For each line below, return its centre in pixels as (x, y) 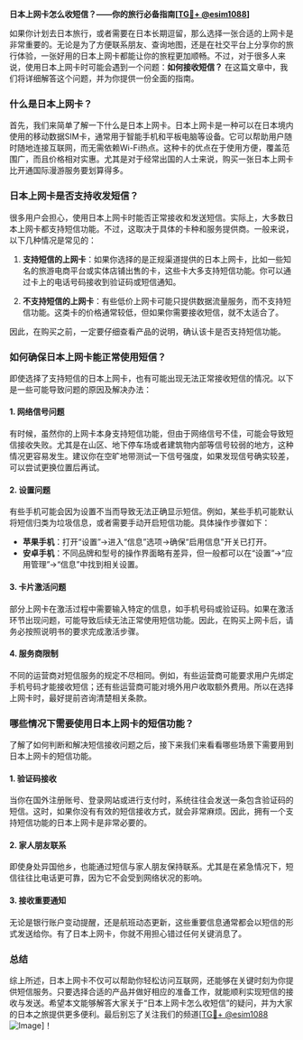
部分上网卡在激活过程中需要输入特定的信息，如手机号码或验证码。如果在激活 (151, 609)
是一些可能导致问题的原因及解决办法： (80, 389)
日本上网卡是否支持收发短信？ (74, 196)
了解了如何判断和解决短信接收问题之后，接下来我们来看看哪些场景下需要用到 (151, 745)
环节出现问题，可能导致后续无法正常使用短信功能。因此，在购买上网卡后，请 (151, 620)
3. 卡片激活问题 (38, 586)
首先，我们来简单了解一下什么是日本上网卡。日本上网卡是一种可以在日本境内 (151, 125)
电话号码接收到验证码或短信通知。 (117, 281)
